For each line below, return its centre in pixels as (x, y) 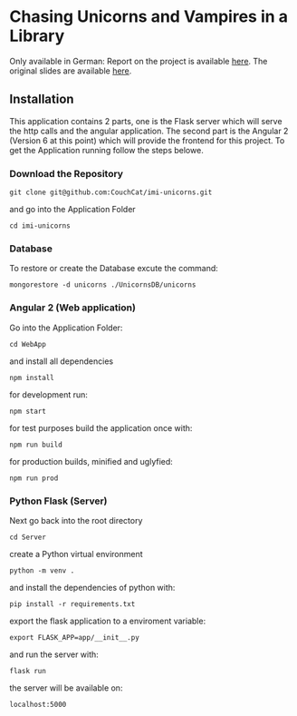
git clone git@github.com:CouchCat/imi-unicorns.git (111, 192)
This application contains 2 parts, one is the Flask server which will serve (146, 121)
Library (37, 36)
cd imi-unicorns (40, 226)
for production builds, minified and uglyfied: (91, 461)
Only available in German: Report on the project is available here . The (139, 61)
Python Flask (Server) (58, 501)
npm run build (36, 445)
